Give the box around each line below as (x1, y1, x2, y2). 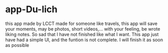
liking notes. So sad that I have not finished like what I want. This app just (5, 31, 159, 37)
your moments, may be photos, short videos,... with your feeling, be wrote (5, 25, 160, 32)
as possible (5, 42, 30, 48)
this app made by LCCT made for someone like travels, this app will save (5, 20, 158, 26)
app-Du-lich (5, 4, 58, 15)
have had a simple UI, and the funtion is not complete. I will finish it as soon (5, 37, 163, 43)
